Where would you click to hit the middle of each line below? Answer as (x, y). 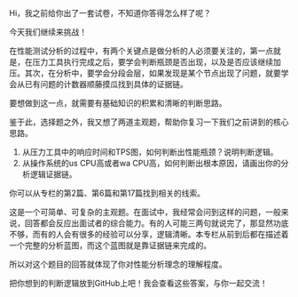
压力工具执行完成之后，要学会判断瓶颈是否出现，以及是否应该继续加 (157, 62)
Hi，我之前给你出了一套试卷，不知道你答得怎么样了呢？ (110, 13)
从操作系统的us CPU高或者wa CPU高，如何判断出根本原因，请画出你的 (151, 163)
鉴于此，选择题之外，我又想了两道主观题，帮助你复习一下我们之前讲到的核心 (149, 122)
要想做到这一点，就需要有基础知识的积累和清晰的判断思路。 (118, 103)
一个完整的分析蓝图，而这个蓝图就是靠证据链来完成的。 (110, 245)
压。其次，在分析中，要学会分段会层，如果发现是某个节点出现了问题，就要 (145, 73)
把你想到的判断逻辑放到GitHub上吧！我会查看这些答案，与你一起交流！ (138, 283)
